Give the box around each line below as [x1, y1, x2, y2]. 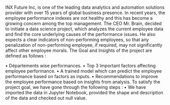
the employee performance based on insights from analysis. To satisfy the [5, 79, 161, 85]
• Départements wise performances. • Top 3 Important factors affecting [5, 63, 156, 68]
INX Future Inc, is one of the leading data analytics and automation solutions [5, 5, 165, 10]
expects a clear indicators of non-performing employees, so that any [5, 37, 149, 43]
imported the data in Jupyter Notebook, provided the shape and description [5, 90, 163, 95]
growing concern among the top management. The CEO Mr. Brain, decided [5, 20, 162, 26]
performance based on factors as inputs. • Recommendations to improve [5, 74, 158, 79]
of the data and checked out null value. [5, 95, 87, 101]
